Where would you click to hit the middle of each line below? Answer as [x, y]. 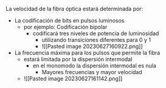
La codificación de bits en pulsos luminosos [69, 20]
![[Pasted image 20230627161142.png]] [73, 79]
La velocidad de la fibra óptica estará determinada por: [74, 9]
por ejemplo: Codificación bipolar [65, 27]
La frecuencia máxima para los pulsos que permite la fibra [87, 53]
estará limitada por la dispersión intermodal [78, 59]
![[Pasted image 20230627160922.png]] [92, 46]
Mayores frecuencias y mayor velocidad [92, 72]
